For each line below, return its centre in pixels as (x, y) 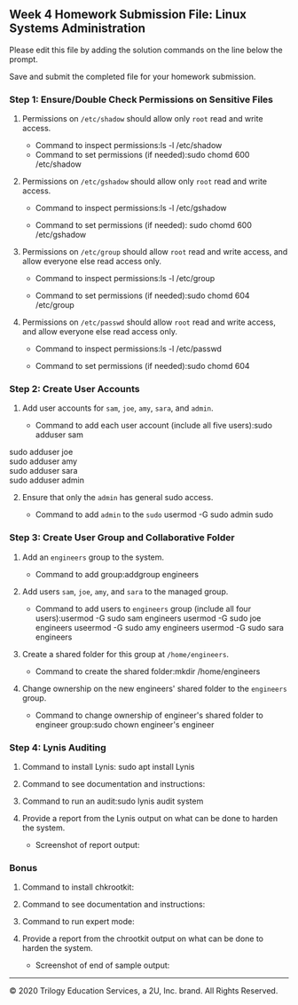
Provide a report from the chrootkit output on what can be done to (143, 938)
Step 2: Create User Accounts (74, 389)
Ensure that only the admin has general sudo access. (118, 498)
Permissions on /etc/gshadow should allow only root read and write (145, 182)
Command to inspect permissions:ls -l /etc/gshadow (131, 208)
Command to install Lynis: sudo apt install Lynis (108, 767)
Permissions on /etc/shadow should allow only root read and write (142, 119)
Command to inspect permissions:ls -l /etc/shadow (129, 145)
